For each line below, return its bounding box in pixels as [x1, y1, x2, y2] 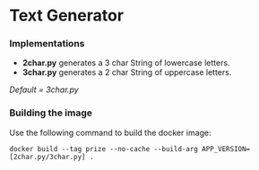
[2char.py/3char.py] [9, 152, 87, 161]
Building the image [9, 106, 92, 119]
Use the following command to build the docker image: [9, 127, 212, 138]
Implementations [9, 38, 85, 50]
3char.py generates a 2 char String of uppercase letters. [22, 67, 232, 78]
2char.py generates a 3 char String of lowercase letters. [22, 57, 230, 68]
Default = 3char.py [9, 84, 79, 95]
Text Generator [9, 5, 124, 26]
